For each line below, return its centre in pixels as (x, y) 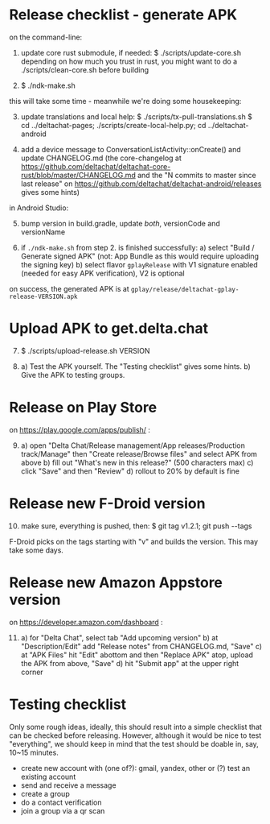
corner (32, 672)
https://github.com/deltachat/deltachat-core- (96, 166)
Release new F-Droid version (107, 503)
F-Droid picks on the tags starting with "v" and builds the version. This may (134, 541)
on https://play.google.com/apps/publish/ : (80, 429)
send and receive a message (68, 785)
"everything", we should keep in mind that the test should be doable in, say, (134, 743)
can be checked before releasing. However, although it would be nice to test (135, 735)
